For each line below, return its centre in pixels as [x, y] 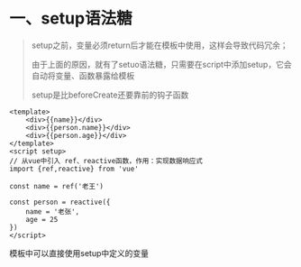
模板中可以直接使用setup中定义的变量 [79, 253]
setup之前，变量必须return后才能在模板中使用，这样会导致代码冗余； [160, 45]
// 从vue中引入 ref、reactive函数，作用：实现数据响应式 [106, 161]
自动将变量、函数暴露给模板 [83, 75]
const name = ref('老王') [56, 186]
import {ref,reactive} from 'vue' [74, 169]
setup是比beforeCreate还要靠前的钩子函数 [110, 95]
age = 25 [42, 219]
